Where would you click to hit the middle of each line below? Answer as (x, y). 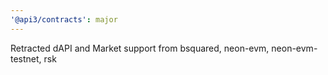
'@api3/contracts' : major (64, 19)
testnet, (26, 58)
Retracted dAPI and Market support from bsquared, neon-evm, (140, 48)
